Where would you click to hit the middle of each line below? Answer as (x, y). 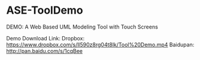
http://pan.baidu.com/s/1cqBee (44, 50)
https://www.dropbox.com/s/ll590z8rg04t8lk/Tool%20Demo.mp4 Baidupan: (100, 45)
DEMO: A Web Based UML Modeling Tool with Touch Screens (82, 27)
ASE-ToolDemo (45, 10)
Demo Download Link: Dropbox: (46, 38)
